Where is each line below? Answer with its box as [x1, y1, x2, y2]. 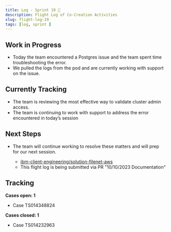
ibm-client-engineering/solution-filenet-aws [20, 159, 113, 165]
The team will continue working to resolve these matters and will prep [12, 143, 159, 149]
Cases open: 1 [5, 192, 36, 198]
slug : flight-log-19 [5, 17, 50, 22]
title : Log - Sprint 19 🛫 [5, 7, 60, 13]
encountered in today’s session [12, 115, 79, 121]
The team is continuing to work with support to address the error [12, 109, 149, 115]
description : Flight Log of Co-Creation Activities [5, 12, 117, 17]
